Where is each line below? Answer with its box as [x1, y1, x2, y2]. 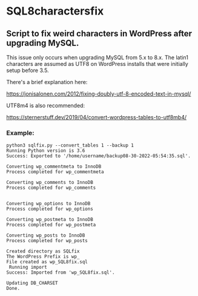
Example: [6, 128, 35, 137]
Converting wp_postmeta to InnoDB [6, 217, 94, 223]
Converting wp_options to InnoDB [6, 201, 91, 207]
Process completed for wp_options [6, 206, 94, 212]
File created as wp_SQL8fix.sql [6, 259, 88, 265]
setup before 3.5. [6, 67, 50, 74]
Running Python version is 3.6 [6, 148, 85, 154]
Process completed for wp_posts [6, 238, 88, 244]
